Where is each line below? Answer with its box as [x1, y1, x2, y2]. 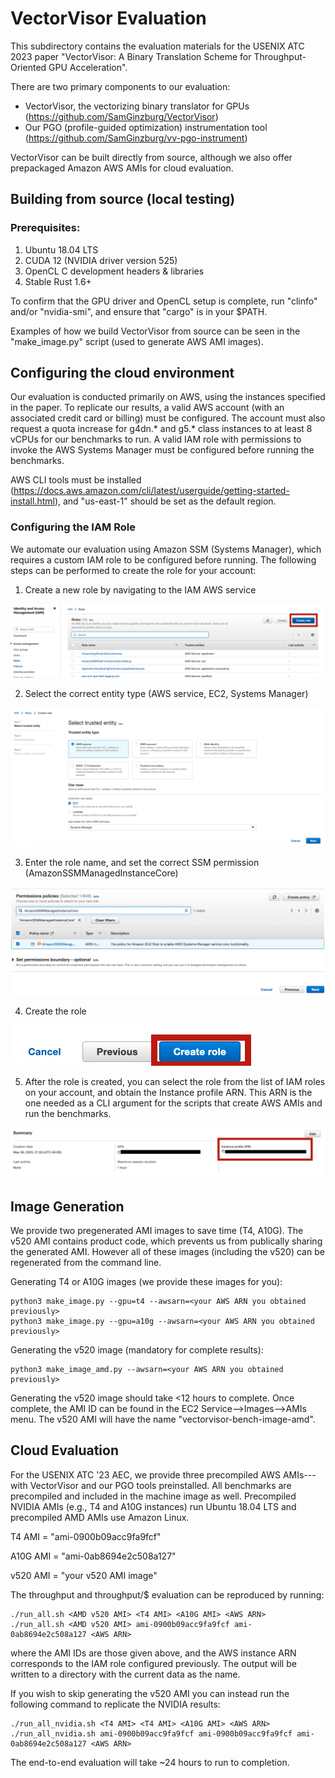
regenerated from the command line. [10, 1257, 162, 1269]
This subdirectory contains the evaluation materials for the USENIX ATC [10, 40, 305, 52]
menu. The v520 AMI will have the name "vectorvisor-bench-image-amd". [10, 1413, 316, 1426]
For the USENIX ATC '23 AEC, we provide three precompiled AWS [10, 1468, 281, 1481]
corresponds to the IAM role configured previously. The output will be [10, 1657, 297, 1669]
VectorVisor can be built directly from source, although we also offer [10, 151, 293, 163]
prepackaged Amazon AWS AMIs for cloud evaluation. [10, 162, 234, 174]
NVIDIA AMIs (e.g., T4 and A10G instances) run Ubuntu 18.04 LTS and [10, 1500, 297, 1512]
